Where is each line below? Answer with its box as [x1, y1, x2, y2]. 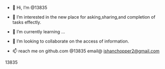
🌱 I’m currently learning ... [12, 29, 65, 34]
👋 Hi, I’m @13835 [12, 5, 48, 10]
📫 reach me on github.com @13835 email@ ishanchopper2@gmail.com [12, 48, 160, 54]
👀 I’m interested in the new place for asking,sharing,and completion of [12, 14, 156, 20]
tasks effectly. [12, 20, 41, 25]
